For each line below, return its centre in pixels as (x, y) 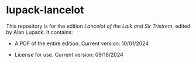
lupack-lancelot (45, 10)
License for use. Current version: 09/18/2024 (69, 54)
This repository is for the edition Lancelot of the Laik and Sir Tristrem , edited (98, 26)
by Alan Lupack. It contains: (39, 32)
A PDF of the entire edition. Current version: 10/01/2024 (82, 43)
